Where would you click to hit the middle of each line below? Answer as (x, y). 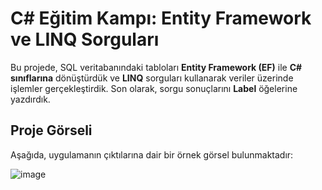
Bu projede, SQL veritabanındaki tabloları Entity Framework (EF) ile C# (156, 67)
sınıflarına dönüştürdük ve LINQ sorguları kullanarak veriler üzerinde (152, 78)
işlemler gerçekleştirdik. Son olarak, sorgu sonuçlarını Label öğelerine (154, 88)
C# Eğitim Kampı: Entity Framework (161, 18)
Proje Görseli (51, 130)
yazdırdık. (30, 99)
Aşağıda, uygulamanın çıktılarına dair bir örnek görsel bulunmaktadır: (152, 154)
